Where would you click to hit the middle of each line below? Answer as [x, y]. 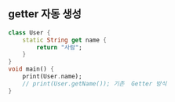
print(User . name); [52, 77]
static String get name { [65, 40]
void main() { [31, 69]
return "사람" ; [59, 47]
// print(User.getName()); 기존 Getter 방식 [95, 84]
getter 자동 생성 [45, 14]
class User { [29, 33]
